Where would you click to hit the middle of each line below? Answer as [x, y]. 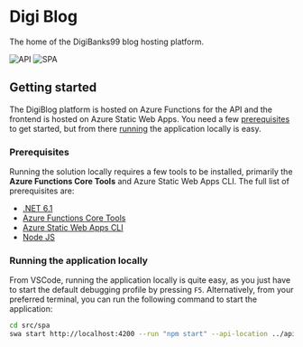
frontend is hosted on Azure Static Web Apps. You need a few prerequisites [150, 118]
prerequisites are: [42, 191]
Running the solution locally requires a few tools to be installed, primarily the [151, 172]
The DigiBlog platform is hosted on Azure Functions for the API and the [141, 109]
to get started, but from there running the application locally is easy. [135, 128]
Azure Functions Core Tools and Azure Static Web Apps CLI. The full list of [150, 182]
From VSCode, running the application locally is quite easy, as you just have [150, 280]
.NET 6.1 [37, 209]
